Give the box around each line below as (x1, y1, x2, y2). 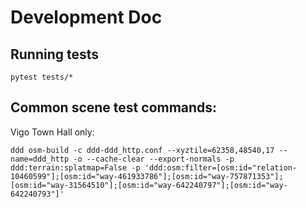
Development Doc (10, 6, 163, 29)
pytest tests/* (10, 72, 74, 82)
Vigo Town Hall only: (10, 126, 95, 138)
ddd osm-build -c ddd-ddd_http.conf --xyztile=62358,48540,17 (10, 145, 275, 155)
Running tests (10, 46, 100, 63)
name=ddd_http (10, 154, 70, 164)
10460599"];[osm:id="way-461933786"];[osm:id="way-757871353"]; (10, 171, 284, 181)
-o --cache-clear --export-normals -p (73, 154, 235, 164)
